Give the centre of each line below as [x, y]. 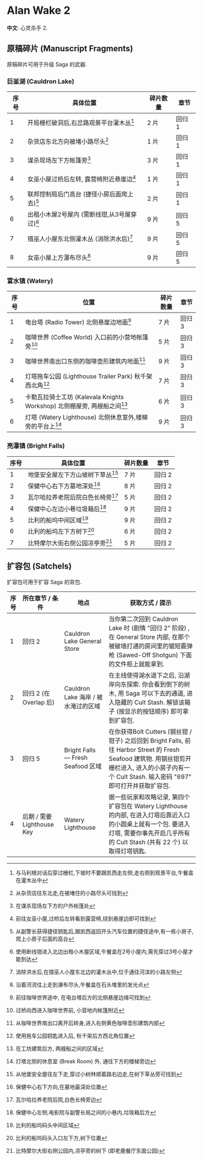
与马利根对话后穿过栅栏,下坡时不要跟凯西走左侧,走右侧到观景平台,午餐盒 [104, 873]
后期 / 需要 [37, 816]
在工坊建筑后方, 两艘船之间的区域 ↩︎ [59, 1048]
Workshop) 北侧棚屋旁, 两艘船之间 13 [76, 405]
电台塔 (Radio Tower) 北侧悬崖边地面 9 [78, 322]
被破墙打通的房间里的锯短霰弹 [150, 646]
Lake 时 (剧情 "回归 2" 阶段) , [149, 627]
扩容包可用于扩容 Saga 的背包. [44, 582]
